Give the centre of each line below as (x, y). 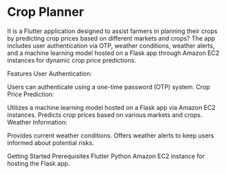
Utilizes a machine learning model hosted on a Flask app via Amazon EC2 (111, 107)
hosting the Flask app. (39, 163)
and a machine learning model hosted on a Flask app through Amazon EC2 (113, 53)
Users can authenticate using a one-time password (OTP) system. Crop (109, 87)
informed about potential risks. (51, 142)
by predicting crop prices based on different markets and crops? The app (111, 38)
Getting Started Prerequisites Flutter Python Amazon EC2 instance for (106, 156)
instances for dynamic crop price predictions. (72, 60)
